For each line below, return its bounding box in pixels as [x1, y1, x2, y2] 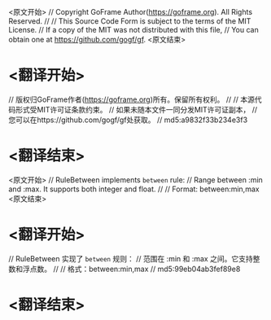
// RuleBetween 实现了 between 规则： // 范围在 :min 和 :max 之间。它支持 [8, 253, 254, 263]
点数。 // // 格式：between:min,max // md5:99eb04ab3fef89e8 [29, 264, 241, 274]
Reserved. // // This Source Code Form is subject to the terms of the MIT [8, 16, 251, 26]
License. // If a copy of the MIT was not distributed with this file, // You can [8, 25, 259, 34]
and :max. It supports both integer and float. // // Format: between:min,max [8, 184, 260, 194]
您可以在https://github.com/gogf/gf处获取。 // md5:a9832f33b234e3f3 [8, 115, 248, 125]
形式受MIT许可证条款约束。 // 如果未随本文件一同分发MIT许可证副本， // [15, 104, 258, 114]
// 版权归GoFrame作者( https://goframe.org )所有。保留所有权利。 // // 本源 [8, 94, 255, 104]
